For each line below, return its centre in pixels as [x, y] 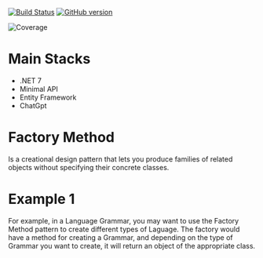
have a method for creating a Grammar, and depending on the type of [121, 237]
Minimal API [39, 89]
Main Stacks [49, 59]
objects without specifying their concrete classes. [89, 167]
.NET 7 [30, 80]
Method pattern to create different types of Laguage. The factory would [124, 229]
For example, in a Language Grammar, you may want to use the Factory [124, 220]
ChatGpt [33, 105]
